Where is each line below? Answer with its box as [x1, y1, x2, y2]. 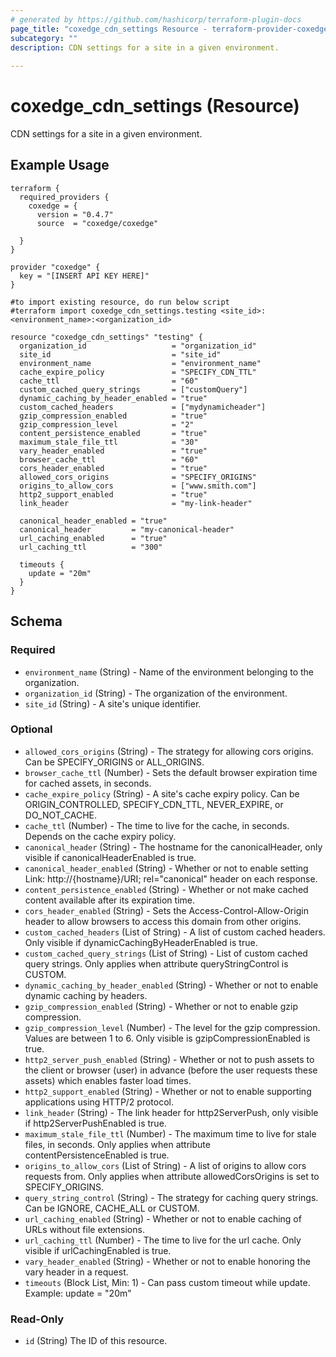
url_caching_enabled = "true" [19, 533, 168, 543]
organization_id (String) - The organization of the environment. [24, 687, 288, 699]
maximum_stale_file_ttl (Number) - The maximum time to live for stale [24, 1127, 317, 1140]
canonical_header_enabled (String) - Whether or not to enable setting [24, 862, 309, 874]
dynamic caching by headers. [24, 989, 148, 1001]
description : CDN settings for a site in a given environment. [10, 42, 280, 53]
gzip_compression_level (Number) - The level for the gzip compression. [24, 1021, 321, 1033]
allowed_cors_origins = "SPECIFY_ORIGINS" [19, 472, 257, 482]
